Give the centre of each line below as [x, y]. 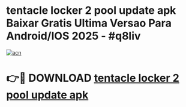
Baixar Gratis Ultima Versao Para [89, 23]
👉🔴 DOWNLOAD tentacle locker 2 [93, 78]
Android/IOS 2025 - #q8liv [73, 36]
